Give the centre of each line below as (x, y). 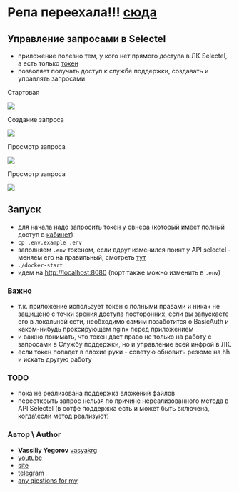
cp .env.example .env (50, 242)
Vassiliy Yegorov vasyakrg (57, 450)
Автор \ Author (34, 434)
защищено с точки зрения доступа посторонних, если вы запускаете (123, 314)
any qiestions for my (48, 480)
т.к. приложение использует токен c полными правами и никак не (118, 307)
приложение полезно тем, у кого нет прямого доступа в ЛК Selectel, (122, 56)
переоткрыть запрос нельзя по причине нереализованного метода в (123, 401)
